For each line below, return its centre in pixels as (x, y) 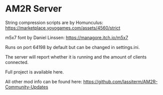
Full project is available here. (34, 72)
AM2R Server (33, 9)
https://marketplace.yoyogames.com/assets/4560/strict (63, 27)
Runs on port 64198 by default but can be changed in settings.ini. (72, 47)
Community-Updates (27, 87)
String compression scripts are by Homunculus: (54, 22)
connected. (17, 62)
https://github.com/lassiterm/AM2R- (120, 81)
